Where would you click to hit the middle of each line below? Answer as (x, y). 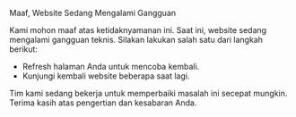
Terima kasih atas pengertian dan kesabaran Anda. (103, 103)
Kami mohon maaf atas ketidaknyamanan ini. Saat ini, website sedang (138, 30)
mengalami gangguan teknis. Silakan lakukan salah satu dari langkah (136, 40)
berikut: (24, 49)
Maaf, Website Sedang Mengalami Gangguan (93, 13)
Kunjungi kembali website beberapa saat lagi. (106, 76)
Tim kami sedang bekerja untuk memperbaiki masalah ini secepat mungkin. (148, 93)
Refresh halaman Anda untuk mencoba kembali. (111, 67)
